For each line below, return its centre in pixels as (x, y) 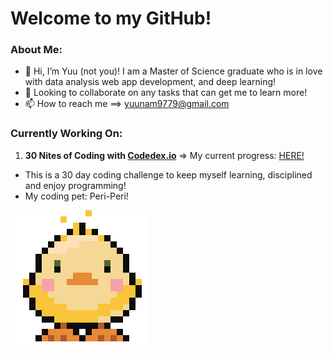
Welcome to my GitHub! (111, 18)
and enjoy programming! (75, 185)
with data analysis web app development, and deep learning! (150, 82)
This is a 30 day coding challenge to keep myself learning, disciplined (168, 174)
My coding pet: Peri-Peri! (76, 196)
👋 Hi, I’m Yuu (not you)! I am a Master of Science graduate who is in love (173, 71)
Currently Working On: (66, 134)
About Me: (36, 50)
